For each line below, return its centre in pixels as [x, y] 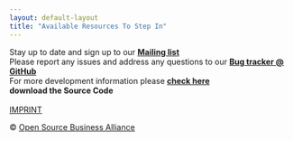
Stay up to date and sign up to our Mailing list [95, 52]
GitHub [23, 71]
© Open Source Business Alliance [72, 127]
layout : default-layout [54, 18]
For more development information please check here [110, 80]
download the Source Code [61, 90]
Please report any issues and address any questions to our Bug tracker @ [146, 61]
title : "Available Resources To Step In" [88, 26]
